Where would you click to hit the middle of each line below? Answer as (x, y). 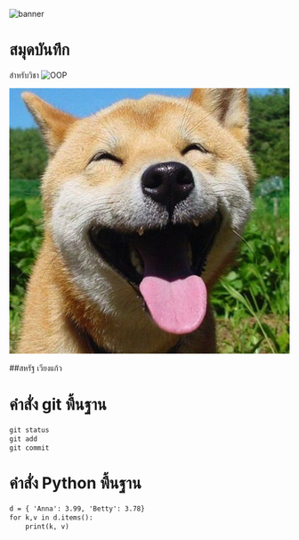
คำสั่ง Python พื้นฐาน (76, 483)
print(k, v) (47, 527)
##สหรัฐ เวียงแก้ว (36, 368)
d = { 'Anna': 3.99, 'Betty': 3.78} (77, 509)
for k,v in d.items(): (51, 518)
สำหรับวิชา (24, 75)
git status (29, 430)
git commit (29, 448)
